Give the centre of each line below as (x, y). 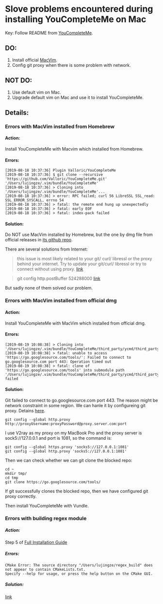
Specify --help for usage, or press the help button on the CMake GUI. (79, 574)
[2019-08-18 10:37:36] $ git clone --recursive (54, 175)
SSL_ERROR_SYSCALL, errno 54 (34, 200)
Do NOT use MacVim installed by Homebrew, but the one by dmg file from (79, 234)
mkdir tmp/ (16, 474)
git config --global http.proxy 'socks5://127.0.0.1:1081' (66, 451)
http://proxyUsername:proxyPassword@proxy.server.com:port (66, 424)
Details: (17, 112)
